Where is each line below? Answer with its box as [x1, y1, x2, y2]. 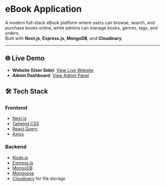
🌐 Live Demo [5, 54, 45, 62]
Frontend [5, 105, 27, 111]
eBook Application [5, 3, 82, 15]
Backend [5, 143, 27, 150]
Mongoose [12, 170, 34, 176]
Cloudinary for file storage [12, 175, 66, 181]
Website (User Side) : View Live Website [12, 67, 94, 73]
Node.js [12, 155, 28, 160]
